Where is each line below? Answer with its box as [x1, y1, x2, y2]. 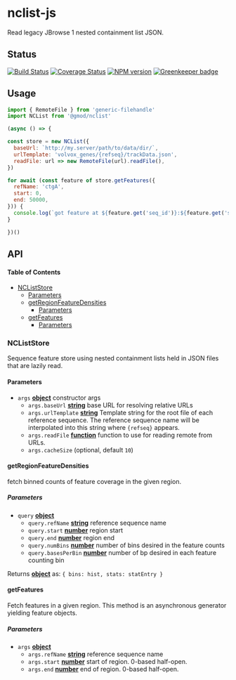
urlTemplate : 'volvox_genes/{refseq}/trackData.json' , [13, 151, 178, 158]
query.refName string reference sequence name [27, 518, 166, 527]
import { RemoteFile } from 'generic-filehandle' [7, 106, 156, 113]
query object [17, 511, 55, 519]
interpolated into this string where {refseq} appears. [27, 423, 181, 431]
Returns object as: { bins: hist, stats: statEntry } [7, 569, 164, 577]
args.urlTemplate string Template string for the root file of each [27, 408, 214, 417]
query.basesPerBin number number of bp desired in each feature [27, 548, 216, 556]
